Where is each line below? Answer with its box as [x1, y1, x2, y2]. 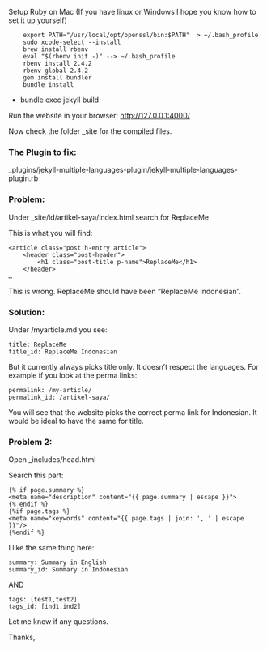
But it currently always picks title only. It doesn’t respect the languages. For [8, 361, 259, 371]
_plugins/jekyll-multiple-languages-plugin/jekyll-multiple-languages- [8, 165, 239, 175]
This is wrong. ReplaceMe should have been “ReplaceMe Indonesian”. [8, 286, 241, 296]
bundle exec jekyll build [19, 95, 100, 105]
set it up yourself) [8, 15, 67, 25]
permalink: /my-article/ [8, 386, 92, 394]
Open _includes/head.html [8, 455, 96, 464]
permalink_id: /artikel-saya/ [8, 393, 111, 401]
